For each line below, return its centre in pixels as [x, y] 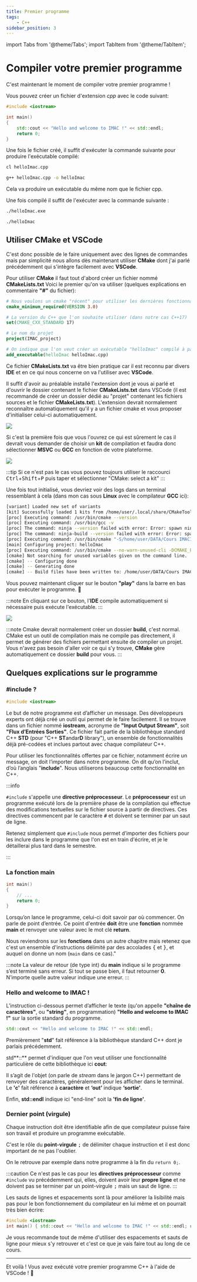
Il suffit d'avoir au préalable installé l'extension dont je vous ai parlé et [90, 383]
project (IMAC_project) [34, 339]
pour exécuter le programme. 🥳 [44, 590]
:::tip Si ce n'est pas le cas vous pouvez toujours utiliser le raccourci [88, 472]
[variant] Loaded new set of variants [53, 506]
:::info [13, 785]
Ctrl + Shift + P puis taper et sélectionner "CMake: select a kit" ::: [86, 478]
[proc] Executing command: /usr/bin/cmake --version [72, 517]
